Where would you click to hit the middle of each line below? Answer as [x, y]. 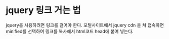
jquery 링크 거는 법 [43, 10]
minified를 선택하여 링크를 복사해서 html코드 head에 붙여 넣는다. [70, 31]
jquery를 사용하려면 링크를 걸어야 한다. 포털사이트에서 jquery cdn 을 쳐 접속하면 [85, 25]
